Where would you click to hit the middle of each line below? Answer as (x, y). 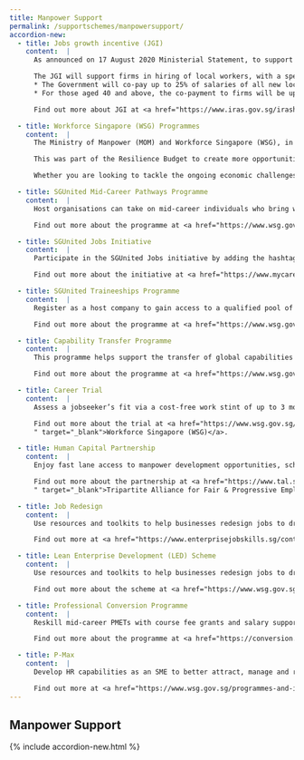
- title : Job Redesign (60, 506)
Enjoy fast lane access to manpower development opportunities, (157, 465)
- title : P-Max (46, 655)
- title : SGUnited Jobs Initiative (85, 241)
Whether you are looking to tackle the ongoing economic (143, 176)
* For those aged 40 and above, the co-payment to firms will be (159, 93)
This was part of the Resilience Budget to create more (141, 160)
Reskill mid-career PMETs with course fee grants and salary (151, 622)
